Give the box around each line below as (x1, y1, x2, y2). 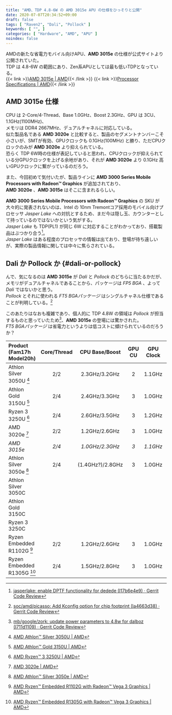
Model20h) (8, 355, 36, 362)
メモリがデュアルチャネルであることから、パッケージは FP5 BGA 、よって (6, 280, 161, 286)
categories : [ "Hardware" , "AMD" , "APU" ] (6, 31, 97, 36)
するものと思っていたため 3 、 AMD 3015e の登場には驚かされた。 (6, 316, 142, 323)
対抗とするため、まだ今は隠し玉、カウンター (61, 211, 155, 217)
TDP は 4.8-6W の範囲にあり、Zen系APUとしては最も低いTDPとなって (6, 64, 154, 70)
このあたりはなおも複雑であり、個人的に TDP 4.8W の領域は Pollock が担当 (6, 310, 164, 317)
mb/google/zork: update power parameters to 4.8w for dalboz (13, 618, 144, 624)
